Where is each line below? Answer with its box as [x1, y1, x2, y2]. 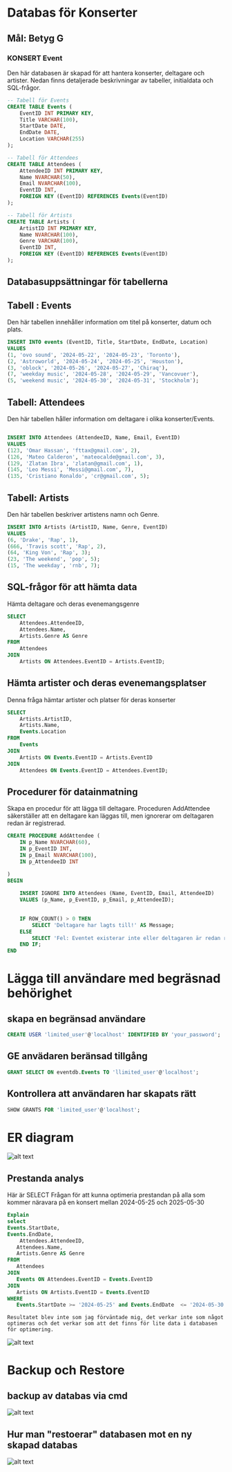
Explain [7, 1212, 30, 1219]
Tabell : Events [7, 300, 72, 311]
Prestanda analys [7, 1172, 84, 1184]
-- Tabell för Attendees [7, 154, 79, 161]
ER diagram [7, 1130, 75, 1146]
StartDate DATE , [19, 122, 67, 129]
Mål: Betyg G [7, 33, 64, 44]
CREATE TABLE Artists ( [7, 218, 76, 226]
